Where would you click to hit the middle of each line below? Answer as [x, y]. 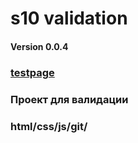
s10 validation [69, 18]
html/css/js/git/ [49, 126]
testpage [32, 72]
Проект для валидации [69, 99]
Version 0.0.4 [39, 46]
